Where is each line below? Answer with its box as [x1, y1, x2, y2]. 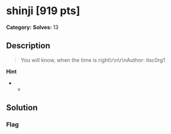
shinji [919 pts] [6, 4, 80, 18]
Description [6, 41, 50, 51]
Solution [6, 103, 38, 113]
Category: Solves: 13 [6, 24, 59, 31]
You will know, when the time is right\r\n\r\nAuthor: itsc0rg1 [20, 56, 166, 63]
